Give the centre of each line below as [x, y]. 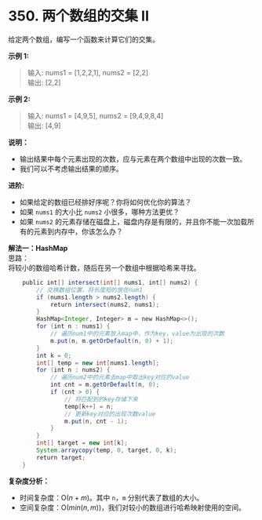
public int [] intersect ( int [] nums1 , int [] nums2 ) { [110, 282]
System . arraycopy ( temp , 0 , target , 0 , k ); [107, 451]
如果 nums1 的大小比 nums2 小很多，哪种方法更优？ [100, 212]
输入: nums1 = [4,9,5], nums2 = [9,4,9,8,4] [95, 115]
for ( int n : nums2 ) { [73, 370]
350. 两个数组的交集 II [79, 16]
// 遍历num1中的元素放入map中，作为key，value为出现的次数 [137, 334]
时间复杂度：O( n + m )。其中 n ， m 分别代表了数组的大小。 [111, 497]
